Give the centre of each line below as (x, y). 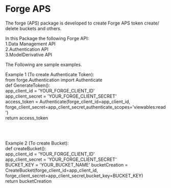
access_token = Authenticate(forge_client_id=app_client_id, (68, 101)
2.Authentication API (27, 49)
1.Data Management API (31, 43)
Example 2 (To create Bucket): (37, 143)
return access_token (27, 118)
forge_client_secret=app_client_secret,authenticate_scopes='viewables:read (86, 107)
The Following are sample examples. (44, 64)
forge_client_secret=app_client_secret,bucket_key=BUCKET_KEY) (74, 175)
